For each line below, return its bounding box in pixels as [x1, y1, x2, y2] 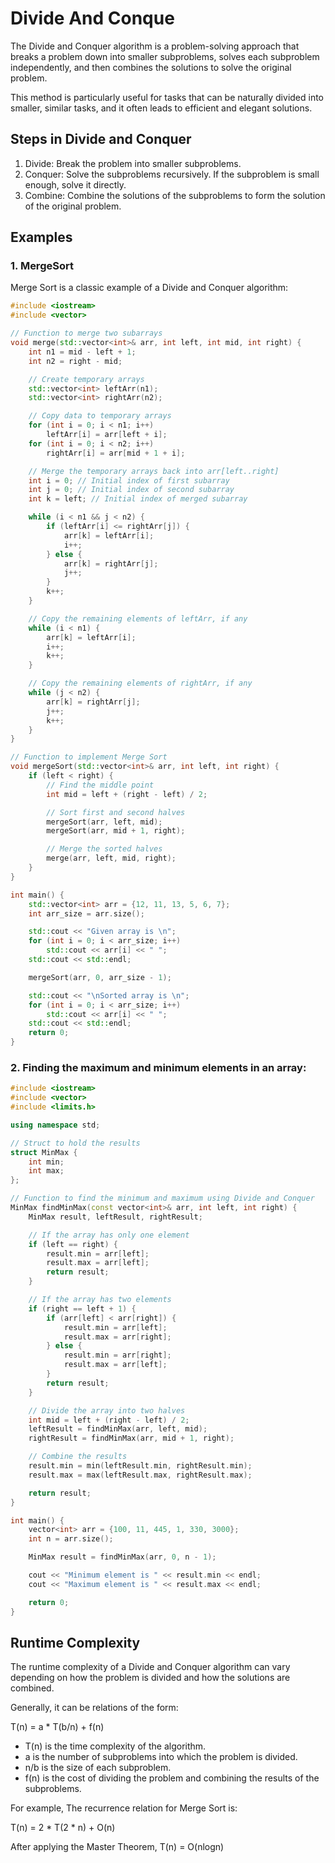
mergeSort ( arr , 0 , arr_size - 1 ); [28, 972, 172, 982]
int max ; [28, 1166, 65, 1176]
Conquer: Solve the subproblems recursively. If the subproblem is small [24, 168, 320, 180]
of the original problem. [24, 200, 122, 212]
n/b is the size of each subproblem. [24, 1762, 172, 1774]
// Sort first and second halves [46, 807, 186, 817]
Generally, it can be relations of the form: [10, 1702, 179, 1714]
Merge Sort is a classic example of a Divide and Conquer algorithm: [10, 282, 289, 294]
